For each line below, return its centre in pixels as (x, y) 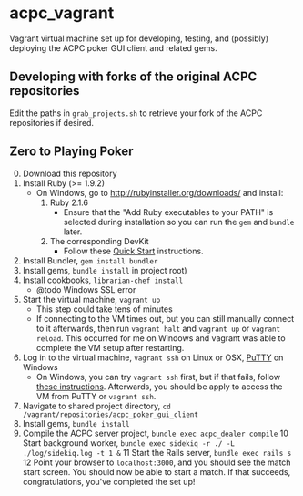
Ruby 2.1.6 (69, 202)
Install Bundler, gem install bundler (90, 260)
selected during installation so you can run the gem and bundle (179, 222)
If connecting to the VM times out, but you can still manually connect (165, 318)
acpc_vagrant (62, 13)
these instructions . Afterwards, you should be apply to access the (159, 387)
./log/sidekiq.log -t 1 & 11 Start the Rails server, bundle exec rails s (157, 452)
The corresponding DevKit (99, 241)
